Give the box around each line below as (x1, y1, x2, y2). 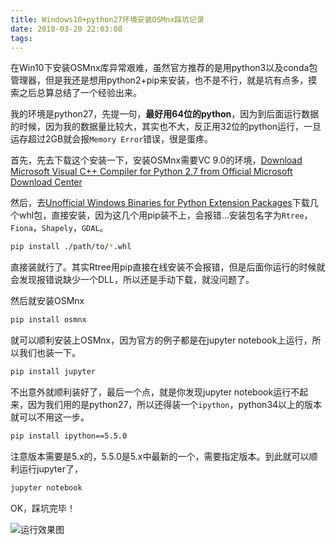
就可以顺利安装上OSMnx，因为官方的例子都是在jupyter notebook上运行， (10, 334, 313, 346)
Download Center (10, 176, 83, 188)
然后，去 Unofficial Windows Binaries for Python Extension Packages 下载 (10, 197, 310, 209)
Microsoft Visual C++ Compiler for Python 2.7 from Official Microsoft (10, 166, 293, 178)
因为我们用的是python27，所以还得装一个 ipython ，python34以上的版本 (27, 399, 323, 410)
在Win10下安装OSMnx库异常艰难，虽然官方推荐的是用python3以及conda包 (10, 62, 318, 74)
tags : (10, 33, 33, 43)
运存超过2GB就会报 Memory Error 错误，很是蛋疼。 (10, 133, 214, 145)
